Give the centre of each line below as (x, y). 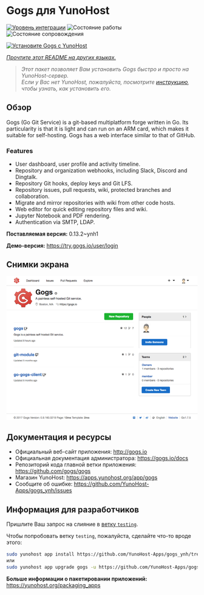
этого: (14, 542)
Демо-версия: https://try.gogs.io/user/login (62, 246)
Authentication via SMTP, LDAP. (55, 222)
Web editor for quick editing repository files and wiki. (81, 209)
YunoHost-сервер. (45, 75)
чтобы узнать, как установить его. (66, 88)
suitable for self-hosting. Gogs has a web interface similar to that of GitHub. (101, 135)
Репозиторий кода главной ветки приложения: (76, 464)
